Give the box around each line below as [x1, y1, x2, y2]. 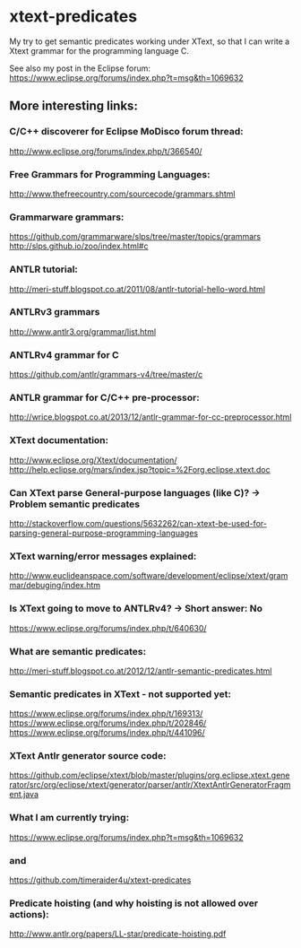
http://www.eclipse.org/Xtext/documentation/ [9, 455, 177, 465]
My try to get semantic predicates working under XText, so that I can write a [9, 36, 290, 47]
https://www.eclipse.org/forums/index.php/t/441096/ [9, 727, 206, 738]
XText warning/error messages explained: [9, 550, 197, 562]
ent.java [9, 789, 39, 800]
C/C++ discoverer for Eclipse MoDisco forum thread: [9, 126, 244, 138]
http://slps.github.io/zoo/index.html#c [9, 240, 149, 252]
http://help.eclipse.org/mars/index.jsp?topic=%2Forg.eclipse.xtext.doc [9, 464, 271, 474]
